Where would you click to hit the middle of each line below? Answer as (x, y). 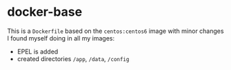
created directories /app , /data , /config (73, 58)
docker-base (45, 12)
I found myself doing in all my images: (61, 38)
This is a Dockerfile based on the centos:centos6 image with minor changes (115, 31)
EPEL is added (38, 51)
